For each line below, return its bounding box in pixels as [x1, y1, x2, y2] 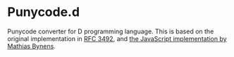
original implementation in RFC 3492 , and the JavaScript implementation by [7, 34, 227, 42]
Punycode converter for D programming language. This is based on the [7, 27, 214, 35]
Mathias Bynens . [7, 42, 56, 50]
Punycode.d [7, 4, 80, 20]
